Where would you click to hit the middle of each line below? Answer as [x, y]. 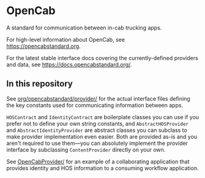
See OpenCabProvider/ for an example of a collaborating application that [98, 161]
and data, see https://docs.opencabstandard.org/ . [69, 64]
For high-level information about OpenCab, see [66, 39]
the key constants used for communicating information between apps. [95, 105]
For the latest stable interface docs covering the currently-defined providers [102, 58]
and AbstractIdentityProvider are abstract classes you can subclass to [97, 130]
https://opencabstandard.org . [43, 46]
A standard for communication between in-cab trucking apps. [84, 28]
